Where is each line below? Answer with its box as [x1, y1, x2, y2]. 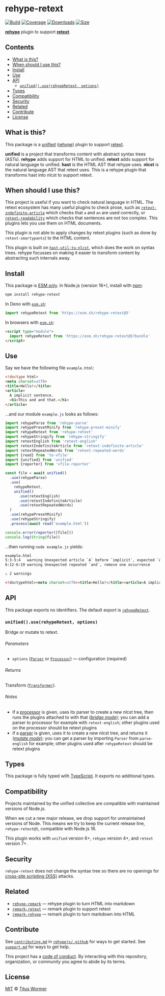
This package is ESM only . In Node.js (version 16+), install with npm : [5, 282, 143, 289]
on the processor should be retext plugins [12, 725, 97, 730]
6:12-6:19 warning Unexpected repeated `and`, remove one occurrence [5, 562, 151, 568]
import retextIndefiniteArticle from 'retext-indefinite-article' [5, 443, 144, 448]
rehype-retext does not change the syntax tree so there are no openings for [5, 868, 160, 874]
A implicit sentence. [9, 393, 54, 398]
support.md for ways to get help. [5, 944, 70, 950]
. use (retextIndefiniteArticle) [18, 498, 82, 503]
